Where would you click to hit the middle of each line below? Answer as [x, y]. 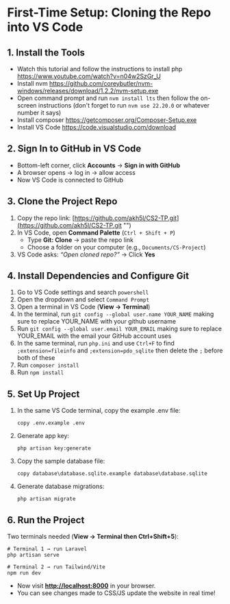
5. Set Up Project [43, 394]
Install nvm [32, 83]
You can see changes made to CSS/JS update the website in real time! [116, 593]
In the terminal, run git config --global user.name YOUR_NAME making [115, 314]
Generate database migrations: [61, 486]
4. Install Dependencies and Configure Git [98, 276]
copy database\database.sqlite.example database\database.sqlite [112, 474]
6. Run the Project [46, 520]
